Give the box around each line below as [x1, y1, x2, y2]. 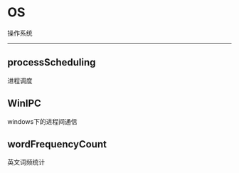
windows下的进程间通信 [7, 117, 78, 125]
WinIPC [7, 98, 41, 110]
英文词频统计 [7, 158, 45, 167]
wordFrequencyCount [7, 138, 107, 150]
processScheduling [7, 56, 96, 68]
